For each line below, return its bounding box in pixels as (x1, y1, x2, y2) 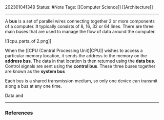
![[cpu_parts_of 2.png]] (5, 38, 52, 44)
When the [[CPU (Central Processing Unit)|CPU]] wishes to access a (5, 48, 143, 53)
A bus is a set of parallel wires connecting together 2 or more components (5, 18, 155, 24)
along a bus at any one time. (5, 83, 62, 89)
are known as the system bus (5, 69, 65, 74)
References (5, 109, 33, 116)
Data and (5, 93, 23, 98)
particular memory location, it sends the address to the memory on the (5, 53, 147, 58)
